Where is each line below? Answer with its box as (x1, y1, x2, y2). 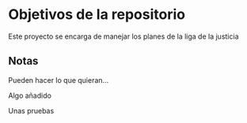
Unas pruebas (8, 106, 55, 115)
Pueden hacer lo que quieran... (8, 75, 109, 84)
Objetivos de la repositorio (8, 6, 186, 24)
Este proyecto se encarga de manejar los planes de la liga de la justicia (8, 32, 239, 41)
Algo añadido (8, 91, 51, 100)
